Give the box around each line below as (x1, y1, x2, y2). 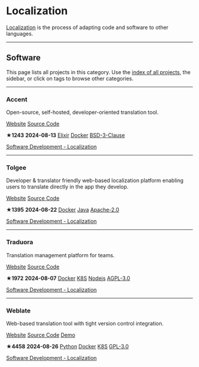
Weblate (6, 307, 31, 315)
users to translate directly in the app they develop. (6, 183, 129, 190)
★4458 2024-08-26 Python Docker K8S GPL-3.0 (6, 343, 129, 350)
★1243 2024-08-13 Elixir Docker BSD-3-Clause (6, 132, 126, 139)
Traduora (6, 238, 34, 247)
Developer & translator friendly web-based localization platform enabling (6, 177, 184, 184)
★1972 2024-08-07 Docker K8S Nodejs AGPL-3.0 (6, 275, 130, 282)
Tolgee (6, 163, 27, 171)
